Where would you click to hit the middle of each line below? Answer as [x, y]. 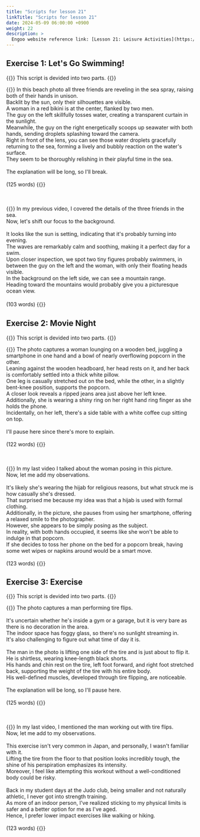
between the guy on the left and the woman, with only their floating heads [97, 265]
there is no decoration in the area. [48, 627]
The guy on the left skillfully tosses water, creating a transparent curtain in [97, 114]
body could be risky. [31, 777]
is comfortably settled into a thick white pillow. [63, 374]
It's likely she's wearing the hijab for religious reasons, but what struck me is [100, 487]
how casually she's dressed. [41, 494]
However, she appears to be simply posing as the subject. [77, 525]
